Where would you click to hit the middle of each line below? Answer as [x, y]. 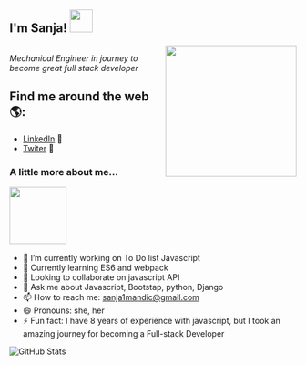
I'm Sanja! [39, 28]
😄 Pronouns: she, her [63, 310]
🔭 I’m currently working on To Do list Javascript [111, 258]
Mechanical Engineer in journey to [74, 58]
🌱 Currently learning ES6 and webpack [95, 268]
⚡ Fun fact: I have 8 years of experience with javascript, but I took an [151, 321]
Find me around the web [80, 97]
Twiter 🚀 [38, 148]
